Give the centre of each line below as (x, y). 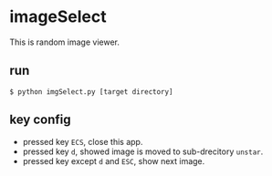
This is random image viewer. (65, 42)
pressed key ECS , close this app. (83, 141)
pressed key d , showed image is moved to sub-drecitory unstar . (143, 151)
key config (40, 120)
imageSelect (58, 17)
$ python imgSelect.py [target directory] (91, 92)
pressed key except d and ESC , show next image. (114, 160)
